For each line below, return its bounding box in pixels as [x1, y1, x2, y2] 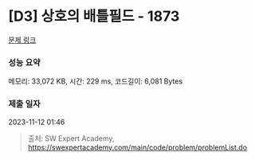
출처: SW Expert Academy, [27, 133, 115, 143]
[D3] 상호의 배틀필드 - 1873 [8, 7, 180, 25]
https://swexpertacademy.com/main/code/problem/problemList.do [27, 142, 248, 152]
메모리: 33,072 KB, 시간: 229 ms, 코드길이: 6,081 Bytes [8, 76, 183, 86]
